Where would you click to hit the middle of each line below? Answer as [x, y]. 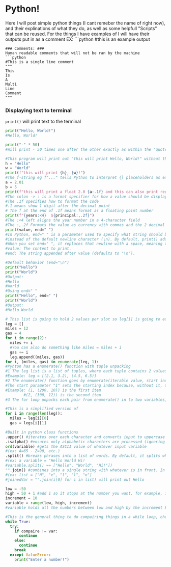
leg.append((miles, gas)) [37, 357]
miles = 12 [17, 329]
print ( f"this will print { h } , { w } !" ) [45, 173]
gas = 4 [13, 333]
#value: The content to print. [38, 249]
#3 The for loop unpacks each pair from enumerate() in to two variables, [86, 400]
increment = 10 [21, 498]
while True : [18, 522]
